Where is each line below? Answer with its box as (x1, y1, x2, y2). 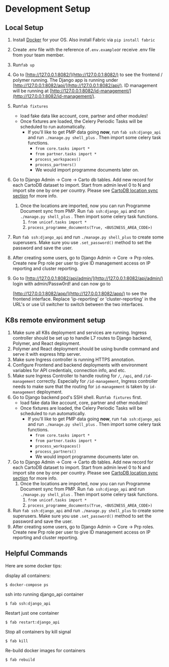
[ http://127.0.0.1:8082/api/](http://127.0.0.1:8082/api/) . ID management (12, 82, 158, 88)
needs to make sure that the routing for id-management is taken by (12, 383, 149, 389)
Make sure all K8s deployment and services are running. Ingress (12, 329, 147, 336)
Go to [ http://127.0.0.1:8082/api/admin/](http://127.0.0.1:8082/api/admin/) (12, 275, 163, 281)
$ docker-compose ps (5, 582, 49, 587)
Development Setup (5, 3, 91, 15)
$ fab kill (5, 638, 28, 644)
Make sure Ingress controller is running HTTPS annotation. (12, 356, 135, 362)
